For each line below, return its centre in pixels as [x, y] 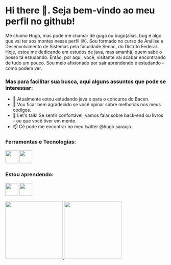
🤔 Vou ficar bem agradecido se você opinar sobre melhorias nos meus [87, 105]
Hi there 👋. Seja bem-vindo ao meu [80, 11]
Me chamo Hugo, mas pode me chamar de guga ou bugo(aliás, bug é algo [83, 35]
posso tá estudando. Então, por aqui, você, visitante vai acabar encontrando [86, 57]
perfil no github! [40, 21]
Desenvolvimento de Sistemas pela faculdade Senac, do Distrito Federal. [82, 46]
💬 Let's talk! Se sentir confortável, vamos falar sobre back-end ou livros [88, 115]
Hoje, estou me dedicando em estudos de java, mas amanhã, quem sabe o [84, 52]
